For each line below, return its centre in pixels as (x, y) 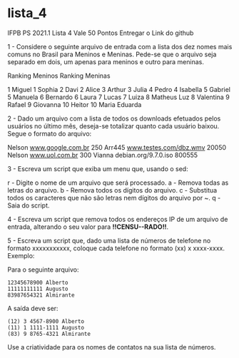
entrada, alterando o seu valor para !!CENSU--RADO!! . (88, 227)
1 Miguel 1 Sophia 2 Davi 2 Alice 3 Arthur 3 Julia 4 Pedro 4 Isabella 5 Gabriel (119, 89)
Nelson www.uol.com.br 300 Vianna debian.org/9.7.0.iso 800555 (103, 155)
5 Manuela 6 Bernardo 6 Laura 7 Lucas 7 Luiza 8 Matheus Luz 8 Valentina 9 (118, 97)
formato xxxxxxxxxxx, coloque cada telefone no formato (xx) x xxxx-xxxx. (116, 248)
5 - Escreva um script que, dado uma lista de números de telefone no (109, 240)
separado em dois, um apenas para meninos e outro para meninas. (106, 61)
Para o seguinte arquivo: (43, 270)
